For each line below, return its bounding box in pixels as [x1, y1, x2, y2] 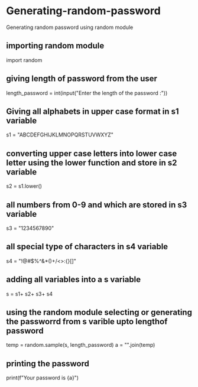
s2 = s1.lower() [6, 183, 43, 190]
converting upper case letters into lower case [6, 148, 177, 158]
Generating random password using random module [6, 24, 134, 31]
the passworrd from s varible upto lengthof [6, 317, 168, 327]
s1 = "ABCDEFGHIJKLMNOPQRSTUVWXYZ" [6, 131, 114, 138]
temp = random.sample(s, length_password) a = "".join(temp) [6, 342, 155, 349]
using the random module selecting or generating [6, 307, 192, 317]
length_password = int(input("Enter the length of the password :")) [6, 89, 168, 96]
